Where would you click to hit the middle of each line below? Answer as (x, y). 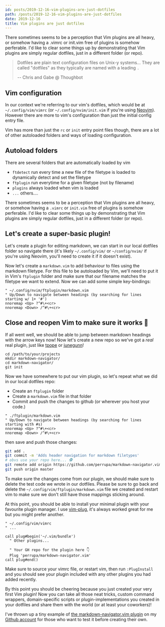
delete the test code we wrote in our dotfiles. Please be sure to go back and (82, 484)
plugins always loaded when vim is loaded (55, 188)
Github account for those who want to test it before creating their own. (76, 619)
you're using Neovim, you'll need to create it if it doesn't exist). (69, 256)
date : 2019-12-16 (23, 19)
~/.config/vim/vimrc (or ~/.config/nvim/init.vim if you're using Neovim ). (80, 110)
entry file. (15, 121)
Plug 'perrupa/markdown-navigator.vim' (50, 555)
